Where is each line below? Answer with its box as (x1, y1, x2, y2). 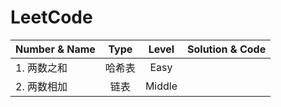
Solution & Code (187, 42, 267, 56)
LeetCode (10, 6, 93, 29)
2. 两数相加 (15, 79, 68, 93)
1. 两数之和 (15, 61, 68, 75)
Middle (144, 79, 178, 93)
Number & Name (15, 42, 96, 56)
